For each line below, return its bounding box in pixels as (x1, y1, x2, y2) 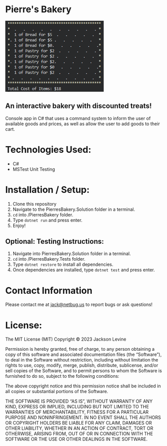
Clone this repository (12, 201, 57, 207)
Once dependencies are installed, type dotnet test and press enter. (12, 267, 155, 273)
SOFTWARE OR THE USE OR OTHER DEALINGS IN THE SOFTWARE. (5, 436, 148, 442)
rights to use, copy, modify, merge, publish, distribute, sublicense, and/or (5, 363, 158, 369)
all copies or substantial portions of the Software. (5, 388, 108, 395)
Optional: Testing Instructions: (5, 237, 104, 246)
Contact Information (5, 285, 93, 296)
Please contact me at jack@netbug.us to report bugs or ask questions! (5, 301, 153, 308)
